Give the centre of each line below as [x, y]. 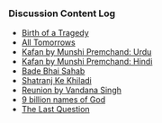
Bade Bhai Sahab [53, 71]
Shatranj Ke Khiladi [56, 81]
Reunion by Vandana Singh [72, 90]
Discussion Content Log [62, 13]
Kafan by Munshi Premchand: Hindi [87, 62]
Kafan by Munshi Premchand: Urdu [86, 52]
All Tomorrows [48, 42]
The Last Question [56, 110]
